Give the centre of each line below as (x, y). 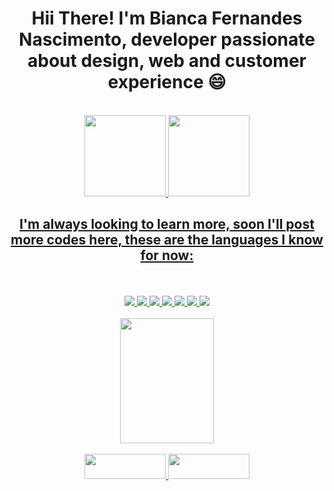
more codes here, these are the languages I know (167, 240)
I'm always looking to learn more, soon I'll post (167, 224)
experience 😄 (167, 82)
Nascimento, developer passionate (167, 39)
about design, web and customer (167, 61)
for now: (167, 255)
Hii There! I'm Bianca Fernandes (167, 18)
